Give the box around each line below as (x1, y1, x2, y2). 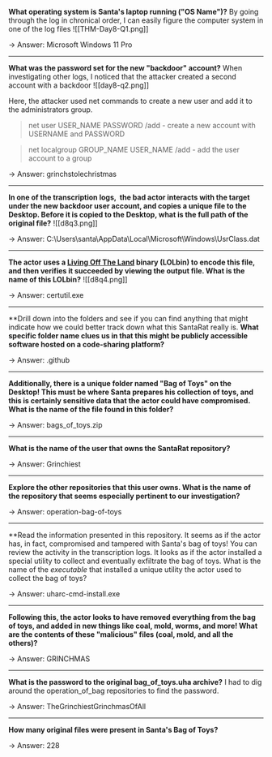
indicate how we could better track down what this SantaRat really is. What (8, 322, 259, 332)
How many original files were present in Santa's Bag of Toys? (8, 725, 219, 734)
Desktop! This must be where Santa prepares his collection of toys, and (8, 387, 253, 397)
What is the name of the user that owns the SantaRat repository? (8, 444, 231, 453)
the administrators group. (8, 105, 93, 114)
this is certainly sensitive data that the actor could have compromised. (8, 396, 251, 405)
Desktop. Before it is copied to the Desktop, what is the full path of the (8, 210, 249, 219)
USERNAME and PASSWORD (28, 129, 125, 139)
